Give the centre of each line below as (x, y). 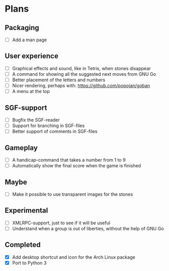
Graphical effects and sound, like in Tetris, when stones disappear (81, 68)
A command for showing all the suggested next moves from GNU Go (84, 74)
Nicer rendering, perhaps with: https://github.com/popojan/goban (81, 86)
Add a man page (29, 40)
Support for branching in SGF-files (48, 126)
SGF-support (26, 108)
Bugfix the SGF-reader (36, 120)
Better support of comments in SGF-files (55, 131)
